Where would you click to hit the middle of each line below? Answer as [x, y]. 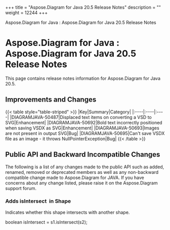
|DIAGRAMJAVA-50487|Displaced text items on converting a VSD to [81, 117]
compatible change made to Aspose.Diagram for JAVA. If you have [75, 177]
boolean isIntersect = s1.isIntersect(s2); [46, 222]
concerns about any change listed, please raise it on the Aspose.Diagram [81, 183]
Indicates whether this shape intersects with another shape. [68, 212]
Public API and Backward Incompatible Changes [83, 154]
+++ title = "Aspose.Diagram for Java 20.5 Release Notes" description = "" [83, 7]
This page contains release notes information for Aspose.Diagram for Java [83, 78]
